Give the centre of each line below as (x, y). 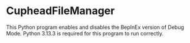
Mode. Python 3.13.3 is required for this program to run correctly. (85, 33)
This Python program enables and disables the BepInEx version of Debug (95, 27)
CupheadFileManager (60, 11)
